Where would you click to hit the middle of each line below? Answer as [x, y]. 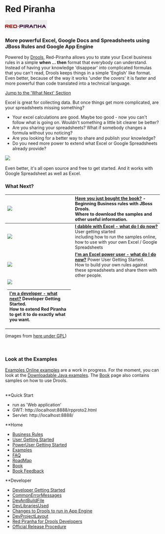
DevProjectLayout [30, 516]
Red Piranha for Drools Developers [47, 521]
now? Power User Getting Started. [110, 259]
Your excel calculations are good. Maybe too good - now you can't [80, 117]
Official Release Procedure [39, 526]
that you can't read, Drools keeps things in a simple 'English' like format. [78, 73]
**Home [14, 425]
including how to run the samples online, [116, 237]
